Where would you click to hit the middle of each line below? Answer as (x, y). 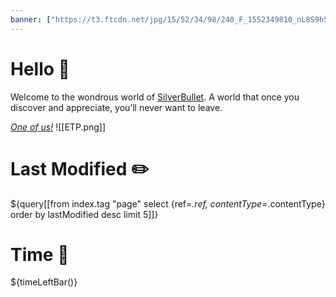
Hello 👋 (40, 68)
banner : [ (31, 19)
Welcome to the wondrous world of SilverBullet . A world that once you (155, 97)
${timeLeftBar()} (44, 282)
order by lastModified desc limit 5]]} (84, 214)
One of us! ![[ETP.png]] (58, 127)
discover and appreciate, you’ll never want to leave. (116, 107)
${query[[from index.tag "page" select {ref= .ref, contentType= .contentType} (168, 203)
